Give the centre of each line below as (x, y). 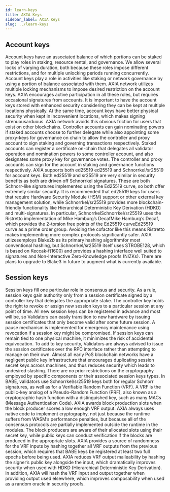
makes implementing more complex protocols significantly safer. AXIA (78, 235)
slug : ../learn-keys (27, 24)
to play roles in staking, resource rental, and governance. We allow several (83, 62)
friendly (13, 208)
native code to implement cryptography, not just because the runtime (78, 413)
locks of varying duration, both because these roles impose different (77, 68)
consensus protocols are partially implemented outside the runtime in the (82, 425)
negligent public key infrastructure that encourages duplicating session (80, 360)
